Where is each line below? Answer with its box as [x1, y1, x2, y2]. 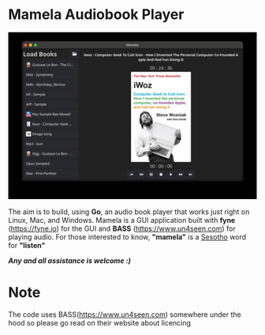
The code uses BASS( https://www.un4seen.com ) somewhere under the [8, 310, 242, 319]
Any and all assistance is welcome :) [8, 255, 132, 265]
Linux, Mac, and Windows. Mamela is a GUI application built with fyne [8, 215, 236, 224]
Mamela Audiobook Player [8, 6, 185, 24]
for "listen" [8, 240, 46, 250]
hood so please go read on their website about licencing [8, 318, 192, 327]
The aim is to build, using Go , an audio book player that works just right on [8, 207, 250, 216]
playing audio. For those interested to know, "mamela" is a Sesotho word [8, 231, 247, 242]
